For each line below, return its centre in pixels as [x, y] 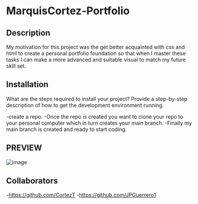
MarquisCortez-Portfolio [68, 11]
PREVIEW [24, 148]
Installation [27, 85]
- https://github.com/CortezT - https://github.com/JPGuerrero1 [81, 195]
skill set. [16, 66]
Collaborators [32, 181]
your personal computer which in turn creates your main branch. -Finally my [99, 123]
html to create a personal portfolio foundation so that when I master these [96, 53]
